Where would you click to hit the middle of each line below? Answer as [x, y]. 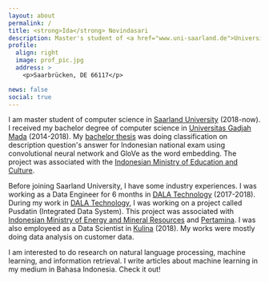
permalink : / [30, 23]
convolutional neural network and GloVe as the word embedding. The [122, 153]
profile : [23, 46]
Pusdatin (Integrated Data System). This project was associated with [121, 212]
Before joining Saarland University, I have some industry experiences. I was [133, 186]
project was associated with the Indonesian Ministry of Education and [123, 162]
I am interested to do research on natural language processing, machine [127, 252]
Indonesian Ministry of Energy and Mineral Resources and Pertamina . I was [132, 220]
